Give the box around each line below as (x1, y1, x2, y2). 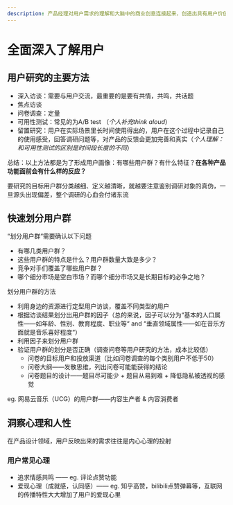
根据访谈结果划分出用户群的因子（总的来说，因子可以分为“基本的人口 (17, 311, 215, 319)
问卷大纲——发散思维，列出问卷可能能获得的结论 (27, 363, 168, 371)
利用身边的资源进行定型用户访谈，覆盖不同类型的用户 (17, 302, 170, 310)
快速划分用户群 (7, 213, 71, 224)
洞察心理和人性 (7, 417, 71, 429)
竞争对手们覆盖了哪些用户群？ (17, 264, 103, 272)
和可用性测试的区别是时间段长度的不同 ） (17, 143, 133, 152)
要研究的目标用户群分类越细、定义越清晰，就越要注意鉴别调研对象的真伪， (7, 181, 220, 190)
